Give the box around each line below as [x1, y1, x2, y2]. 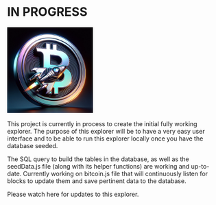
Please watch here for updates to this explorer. [7, 190, 139, 198]
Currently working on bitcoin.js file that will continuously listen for [23, 169, 208, 178]
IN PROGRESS [7, 4, 88, 20]
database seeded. [7, 141, 58, 149]
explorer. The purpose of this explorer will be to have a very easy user [7, 127, 205, 135]
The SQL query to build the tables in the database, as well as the [7, 155, 190, 163]
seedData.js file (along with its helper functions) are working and [7, 162, 190, 170]
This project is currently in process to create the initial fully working [7, 119, 197, 128]
